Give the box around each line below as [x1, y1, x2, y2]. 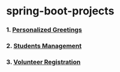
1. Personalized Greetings [6, 26, 82, 34]
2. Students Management [6, 42, 82, 50]
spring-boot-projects [6, 4, 115, 18]
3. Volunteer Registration [6, 58, 81, 66]
